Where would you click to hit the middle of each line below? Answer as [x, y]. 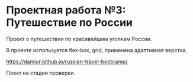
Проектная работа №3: [66, 10]
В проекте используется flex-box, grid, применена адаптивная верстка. [97, 50]
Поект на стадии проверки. [41, 73]
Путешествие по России [70, 23]
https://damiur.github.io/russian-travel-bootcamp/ [67, 61]
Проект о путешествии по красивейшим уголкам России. [79, 39]
